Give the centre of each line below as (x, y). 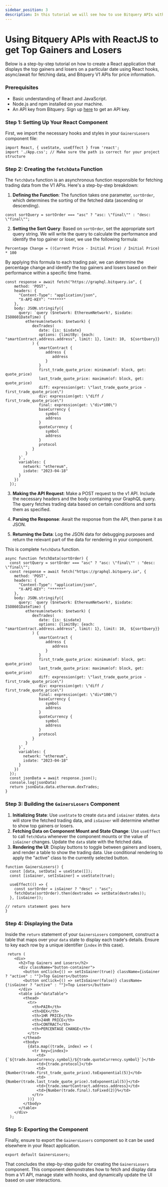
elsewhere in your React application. (42, 1146)
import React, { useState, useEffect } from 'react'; (62, 148)
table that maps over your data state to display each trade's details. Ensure (82, 939)
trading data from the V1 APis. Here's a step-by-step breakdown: (72, 185)
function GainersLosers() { (34, 867)
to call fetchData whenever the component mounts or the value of (80, 836)
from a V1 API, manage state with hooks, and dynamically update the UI (79, 1175)
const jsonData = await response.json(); (53, 778)
